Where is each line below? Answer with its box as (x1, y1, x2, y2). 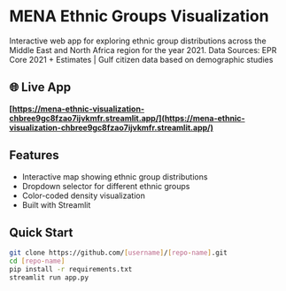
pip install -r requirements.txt (9, 265, 133, 274)
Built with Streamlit (21, 199, 91, 210)
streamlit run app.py (9, 273, 89, 282)
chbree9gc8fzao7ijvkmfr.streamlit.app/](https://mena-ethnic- (9, 112, 245, 123)
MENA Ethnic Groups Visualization (9, 6, 269, 27)
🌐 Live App (9, 80, 72, 95)
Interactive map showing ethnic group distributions (21, 171, 208, 182)
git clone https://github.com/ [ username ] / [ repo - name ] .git (9, 249, 228, 257)
